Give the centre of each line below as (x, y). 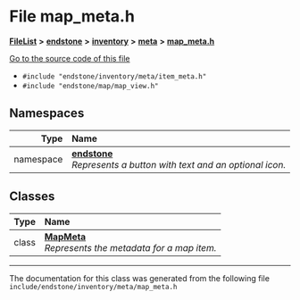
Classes (32, 197)
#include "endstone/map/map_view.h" (90, 86)
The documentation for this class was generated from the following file (140, 278)
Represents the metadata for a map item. (130, 247)
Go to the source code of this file (70, 58)
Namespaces (47, 113)
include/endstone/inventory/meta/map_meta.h (93, 287)
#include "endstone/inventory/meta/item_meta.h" (114, 76)
